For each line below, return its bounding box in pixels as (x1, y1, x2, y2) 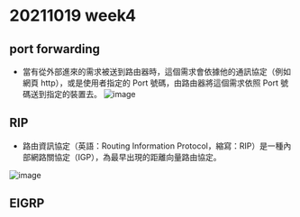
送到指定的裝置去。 (30, 89, 102, 99)
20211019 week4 (9, 5, 137, 26)
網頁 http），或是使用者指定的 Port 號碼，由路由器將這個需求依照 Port (22, 77, 279, 88)
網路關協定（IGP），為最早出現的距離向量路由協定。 (30, 151, 222, 162)
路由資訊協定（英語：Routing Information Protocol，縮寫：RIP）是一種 (22, 140, 284, 151)
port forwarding (9, 41, 101, 57)
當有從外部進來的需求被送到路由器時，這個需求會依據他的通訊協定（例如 (22, 67, 291, 77)
